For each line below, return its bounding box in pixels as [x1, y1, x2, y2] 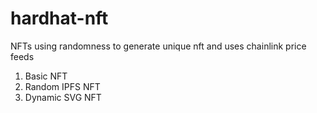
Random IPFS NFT [24, 80, 101, 92]
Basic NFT [24, 70, 68, 82]
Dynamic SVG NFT [24, 91, 102, 103]
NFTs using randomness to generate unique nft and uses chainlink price [10, 40, 307, 52]
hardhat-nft [10, 7, 109, 30]
